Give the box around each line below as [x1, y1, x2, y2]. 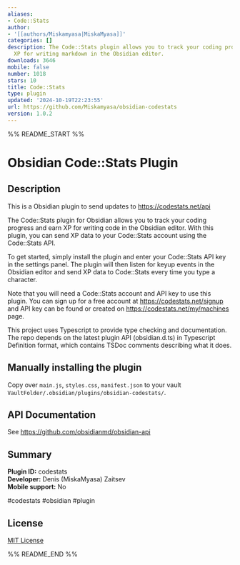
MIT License [7, 536, 44, 544]
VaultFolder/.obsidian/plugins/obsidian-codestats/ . [7, 388, 166, 396]
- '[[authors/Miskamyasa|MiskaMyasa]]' [7, 30, 126, 38]
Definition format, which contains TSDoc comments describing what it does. [7, 341, 232, 349]
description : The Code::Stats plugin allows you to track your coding [7, 44, 222, 51]
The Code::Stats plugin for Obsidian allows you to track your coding [7, 216, 207, 224]
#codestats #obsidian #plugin [7, 496, 95, 505]
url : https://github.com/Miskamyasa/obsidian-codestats [7, 104, 177, 111]
